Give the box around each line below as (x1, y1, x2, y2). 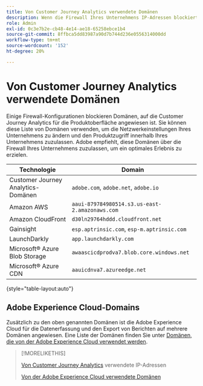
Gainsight (9, 224, 37, 233)
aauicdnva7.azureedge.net (71, 266, 146, 273)
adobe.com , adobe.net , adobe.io (71, 183, 159, 191)
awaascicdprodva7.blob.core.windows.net (71, 249, 190, 256)
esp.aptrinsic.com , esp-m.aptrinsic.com (71, 224, 187, 233)
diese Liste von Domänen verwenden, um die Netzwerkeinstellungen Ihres (6, 125, 192, 132)
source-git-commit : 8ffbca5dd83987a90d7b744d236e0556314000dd (6, 31, 166, 38)
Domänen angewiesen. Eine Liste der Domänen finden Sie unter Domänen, (6, 331, 192, 339)
